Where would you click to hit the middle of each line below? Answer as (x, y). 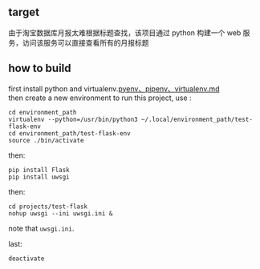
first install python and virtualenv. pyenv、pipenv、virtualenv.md (114, 88)
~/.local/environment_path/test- (197, 119)
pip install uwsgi (39, 177)
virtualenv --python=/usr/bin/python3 (73, 119)
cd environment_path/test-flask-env (69, 133)
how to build (40, 68)
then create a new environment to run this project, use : (100, 98)
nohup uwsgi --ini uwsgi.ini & (61, 213)
